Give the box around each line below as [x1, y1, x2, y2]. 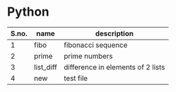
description [95, 29, 134, 38]
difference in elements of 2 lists [64, 62, 166, 72]
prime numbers [64, 51, 113, 61]
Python [7, 4, 49, 20]
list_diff [34, 62, 58, 72]
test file [64, 73, 88, 82]
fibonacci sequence [64, 40, 128, 50]
